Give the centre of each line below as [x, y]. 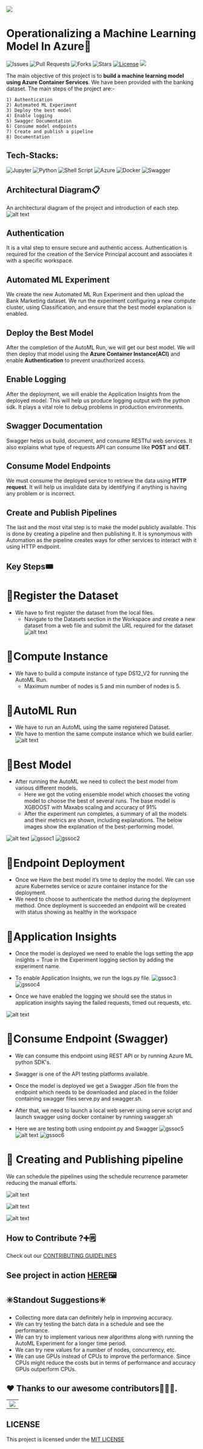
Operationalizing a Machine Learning [101, 34]
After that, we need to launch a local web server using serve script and [103, 1110]
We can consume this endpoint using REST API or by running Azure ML [104, 1056]
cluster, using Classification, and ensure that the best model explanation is [99, 307]
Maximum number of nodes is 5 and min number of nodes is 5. [102, 686]
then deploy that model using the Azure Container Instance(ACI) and [93, 354]
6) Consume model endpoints [42, 126]
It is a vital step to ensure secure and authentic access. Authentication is [97, 248]
